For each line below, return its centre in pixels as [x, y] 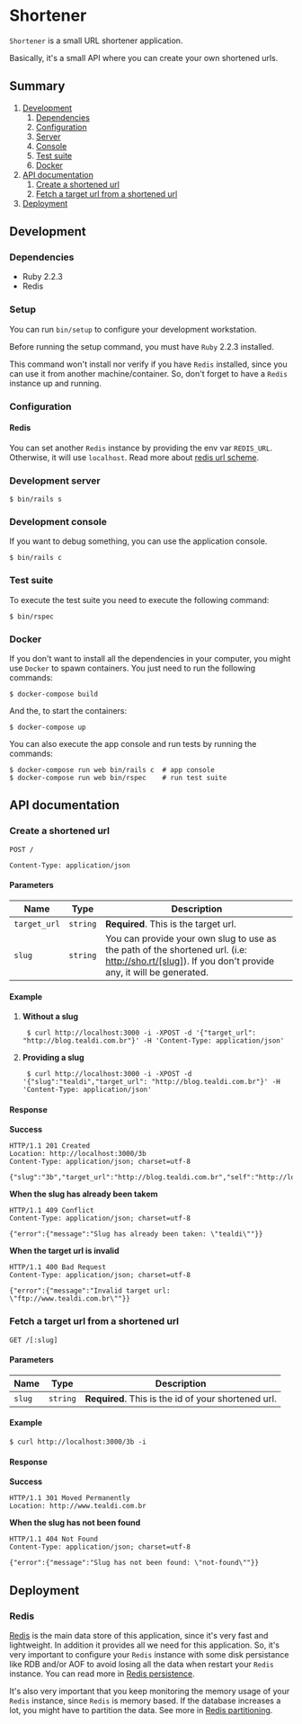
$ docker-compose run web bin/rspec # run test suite [118, 778]
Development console [58, 522]
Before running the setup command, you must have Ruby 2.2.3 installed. [142, 346]
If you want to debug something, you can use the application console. [138, 541]
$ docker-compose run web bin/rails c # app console [112, 770]
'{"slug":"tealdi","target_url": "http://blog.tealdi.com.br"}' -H [151, 1082]
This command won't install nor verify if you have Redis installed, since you [148, 364]
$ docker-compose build [54, 694]
